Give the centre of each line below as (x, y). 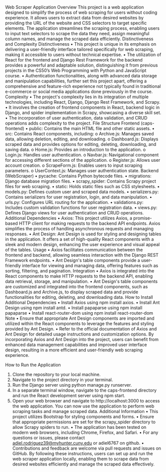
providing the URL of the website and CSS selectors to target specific (76, 23)
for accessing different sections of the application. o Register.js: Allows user (83, 160)
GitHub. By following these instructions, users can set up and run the (83, 453)
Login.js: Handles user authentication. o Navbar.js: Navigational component (82, 155)
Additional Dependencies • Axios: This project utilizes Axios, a (69, 218)
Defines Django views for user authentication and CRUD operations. (75, 213)
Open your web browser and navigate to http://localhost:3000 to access (86, 401)
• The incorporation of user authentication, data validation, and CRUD (76, 118)
